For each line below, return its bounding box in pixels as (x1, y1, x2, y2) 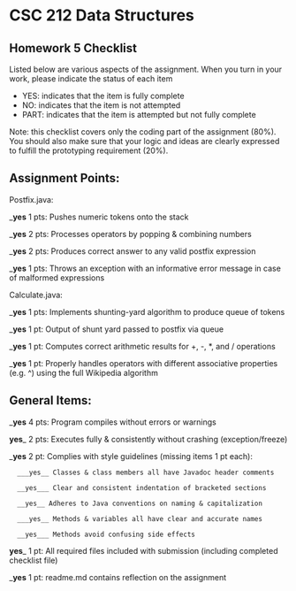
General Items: (9, 393, 93, 408)
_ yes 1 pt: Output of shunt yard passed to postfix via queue (9, 324, 224, 334)
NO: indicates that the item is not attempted (21, 100, 181, 111)
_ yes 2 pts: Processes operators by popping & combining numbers (9, 228, 252, 239)
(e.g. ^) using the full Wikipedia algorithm (9, 367, 159, 378)
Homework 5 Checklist (9, 41, 137, 56)
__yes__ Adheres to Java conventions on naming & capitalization (17, 499, 263, 508)
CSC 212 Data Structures (9, 5, 194, 26)
